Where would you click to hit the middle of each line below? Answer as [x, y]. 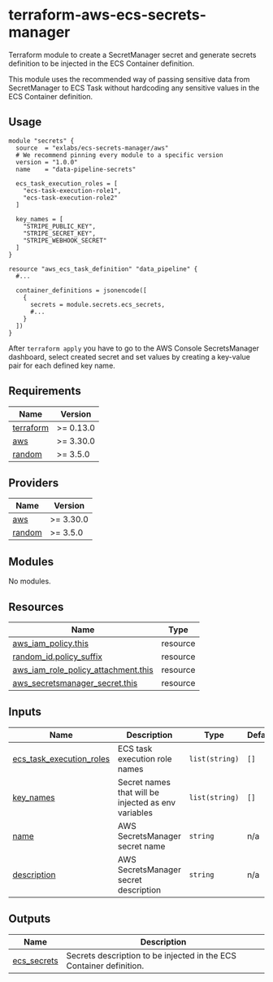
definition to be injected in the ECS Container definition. [102, 63]
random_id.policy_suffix [58, 657]
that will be [139, 792]
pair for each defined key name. [62, 365]
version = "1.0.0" [47, 162]
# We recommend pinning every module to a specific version [119, 155]
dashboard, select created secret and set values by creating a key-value [129, 356]
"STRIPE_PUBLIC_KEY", [59, 226]
